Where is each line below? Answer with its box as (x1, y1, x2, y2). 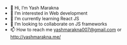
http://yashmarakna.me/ (10, 34, 61, 40)
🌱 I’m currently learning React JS (10, 16, 80, 21)
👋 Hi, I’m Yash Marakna (10, 5, 59, 11)
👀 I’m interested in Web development (10, 10, 88, 16)
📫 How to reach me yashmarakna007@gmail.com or (10, 27, 122, 32)
